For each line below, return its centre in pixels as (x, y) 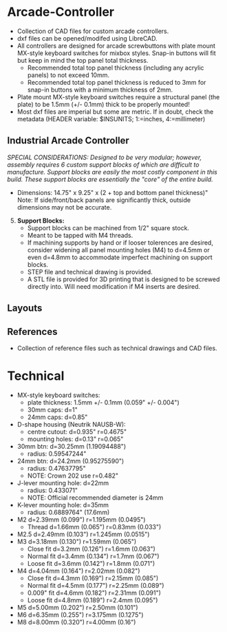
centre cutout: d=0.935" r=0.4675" (77, 431)
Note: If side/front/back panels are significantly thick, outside (104, 200)
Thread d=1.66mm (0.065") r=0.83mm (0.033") (94, 527)
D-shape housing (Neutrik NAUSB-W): (71, 424)
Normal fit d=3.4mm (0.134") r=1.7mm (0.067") (93, 556)
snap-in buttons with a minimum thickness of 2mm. (100, 90)
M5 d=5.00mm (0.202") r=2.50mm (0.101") (78, 607)
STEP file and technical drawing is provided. (90, 272)
